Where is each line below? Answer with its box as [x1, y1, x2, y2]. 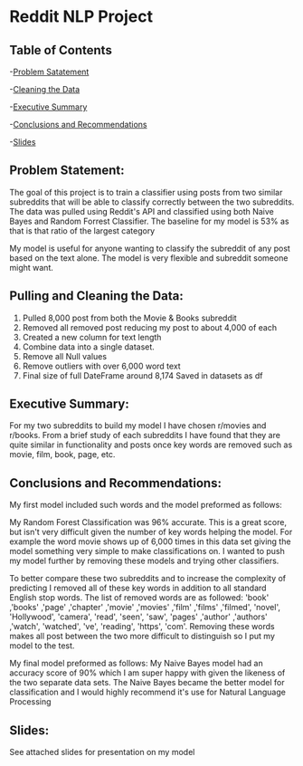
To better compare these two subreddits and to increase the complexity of [9, 573, 287, 584]
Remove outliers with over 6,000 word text [22, 360, 181, 371]
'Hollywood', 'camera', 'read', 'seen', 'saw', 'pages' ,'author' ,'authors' [9, 611, 269, 622]
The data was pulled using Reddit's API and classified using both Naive [9, 206, 274, 216]
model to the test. [9, 640, 75, 651]
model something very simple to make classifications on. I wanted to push [9, 546, 285, 557]
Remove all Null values [22, 350, 107, 361]
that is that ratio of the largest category [9, 225, 156, 236]
